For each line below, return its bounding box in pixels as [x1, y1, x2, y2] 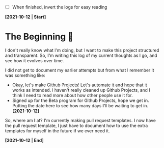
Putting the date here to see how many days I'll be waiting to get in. [12, 103, 149, 108]
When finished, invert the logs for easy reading [12, 4, 108, 10]
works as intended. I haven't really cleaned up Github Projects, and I [12, 87, 151, 93]
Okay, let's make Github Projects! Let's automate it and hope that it [12, 82, 147, 88]
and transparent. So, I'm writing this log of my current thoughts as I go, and [5, 52, 157, 58]
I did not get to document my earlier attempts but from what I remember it [5, 67, 154, 73]
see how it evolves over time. [5, 58, 64, 63]
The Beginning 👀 [5, 31, 74, 42]
